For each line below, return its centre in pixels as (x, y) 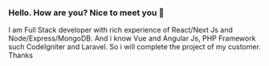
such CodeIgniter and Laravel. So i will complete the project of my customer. (134, 47)
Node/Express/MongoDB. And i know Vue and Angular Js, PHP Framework (132, 38)
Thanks (21, 56)
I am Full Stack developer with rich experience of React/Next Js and (120, 30)
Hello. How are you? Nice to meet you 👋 (86, 13)
